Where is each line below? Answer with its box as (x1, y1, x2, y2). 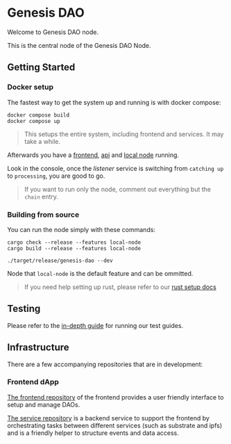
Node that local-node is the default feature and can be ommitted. (7, 269, 194, 277)
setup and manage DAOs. (7, 400, 80, 409)
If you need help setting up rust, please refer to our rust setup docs (24, 283, 216, 291)
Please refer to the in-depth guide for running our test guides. (7, 321, 184, 329)
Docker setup (7, 82, 54, 92)
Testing (7, 303, 41, 315)
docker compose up (7, 117, 60, 124)
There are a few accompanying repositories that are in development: (7, 360, 203, 368)
